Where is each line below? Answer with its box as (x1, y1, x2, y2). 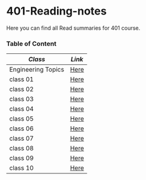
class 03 (9, 95, 34, 104)
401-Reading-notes (6, 4, 107, 18)
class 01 (9, 75, 34, 84)
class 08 (9, 144, 34, 153)
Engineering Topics (9, 65, 65, 74)
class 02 (9, 85, 34, 93)
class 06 (9, 124, 34, 133)
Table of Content (6, 39, 57, 48)
